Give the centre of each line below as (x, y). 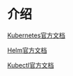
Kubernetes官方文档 (36, 35)
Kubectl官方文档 (31, 65)
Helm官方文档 (27, 50)
